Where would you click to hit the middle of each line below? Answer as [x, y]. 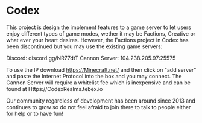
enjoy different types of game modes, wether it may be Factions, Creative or [101, 33]
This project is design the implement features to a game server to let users [99, 27]
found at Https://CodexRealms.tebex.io [55, 89]
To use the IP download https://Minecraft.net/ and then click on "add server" [101, 69]
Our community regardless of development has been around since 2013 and [101, 101]
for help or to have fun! [35, 113]
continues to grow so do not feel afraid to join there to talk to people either [99, 107]
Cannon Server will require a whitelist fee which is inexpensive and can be [99, 83]
